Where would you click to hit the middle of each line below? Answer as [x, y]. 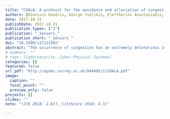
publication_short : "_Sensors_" [39, 38]
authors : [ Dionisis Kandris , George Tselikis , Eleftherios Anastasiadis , [85, 15]
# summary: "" [20, 52]
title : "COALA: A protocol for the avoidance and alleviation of [75, 10]
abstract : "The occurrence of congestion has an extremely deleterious [82, 48]
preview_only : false [31, 90]
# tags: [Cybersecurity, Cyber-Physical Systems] [59, 57]
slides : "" [17, 99]
